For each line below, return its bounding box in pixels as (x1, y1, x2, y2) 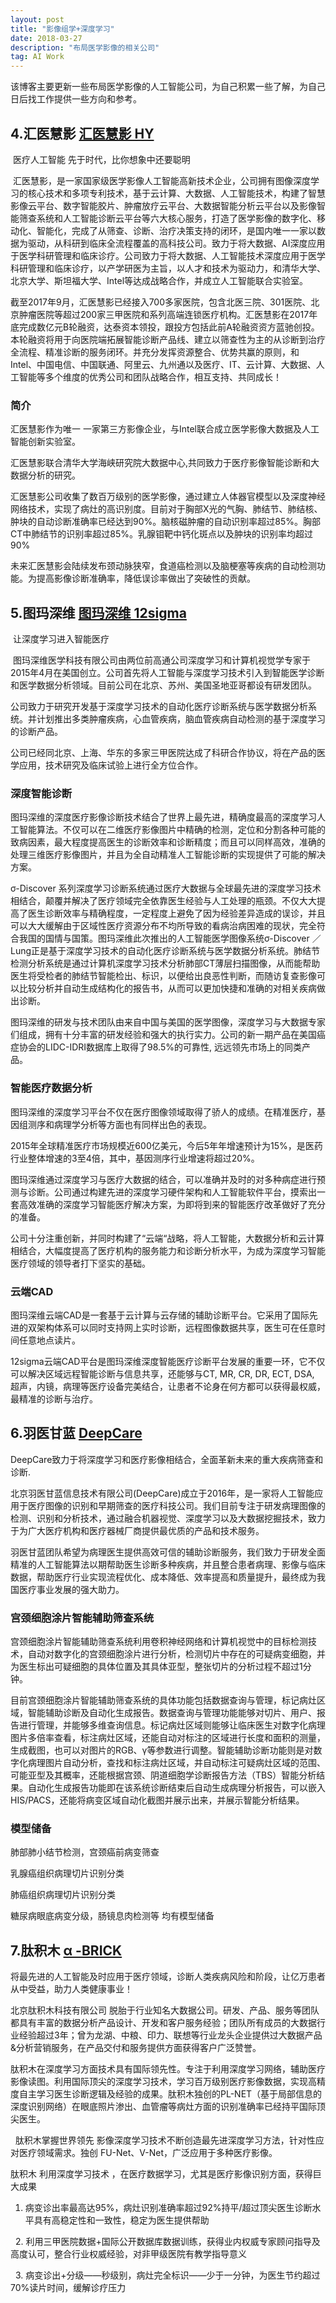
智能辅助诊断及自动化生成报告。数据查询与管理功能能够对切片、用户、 (27, 1707, 317, 1719)
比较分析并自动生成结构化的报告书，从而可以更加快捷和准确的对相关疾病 (18, 982, 317, 995)
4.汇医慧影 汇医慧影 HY (10, 125, 155, 142)
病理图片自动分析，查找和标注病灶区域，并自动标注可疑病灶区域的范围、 (27, 1757, 326, 1769)
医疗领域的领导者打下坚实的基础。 (10, 1257, 151, 1269)
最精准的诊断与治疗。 (10, 1392, 98, 1405)
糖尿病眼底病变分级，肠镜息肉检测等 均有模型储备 (10, 1910, 215, 1922)
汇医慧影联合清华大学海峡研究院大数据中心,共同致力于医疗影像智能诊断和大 (10, 457, 320, 469)
